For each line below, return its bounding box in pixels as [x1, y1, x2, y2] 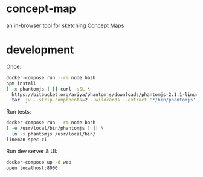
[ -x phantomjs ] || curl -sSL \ [6, 86, 91, 92]
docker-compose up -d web [6, 159, 71, 165]
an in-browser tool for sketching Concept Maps [6, 22, 124, 29]
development [6, 43, 74, 57]
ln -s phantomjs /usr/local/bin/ [11, 131, 96, 137]
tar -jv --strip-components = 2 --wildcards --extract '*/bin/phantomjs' [11, 97, 196, 103]
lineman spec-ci [6, 137, 47, 143]
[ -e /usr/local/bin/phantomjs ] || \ [6, 126, 104, 132]
